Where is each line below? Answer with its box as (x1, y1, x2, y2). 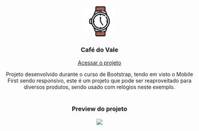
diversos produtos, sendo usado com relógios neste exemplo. (24, 84, 175, 91)
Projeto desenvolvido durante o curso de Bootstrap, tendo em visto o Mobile (5, 71, 194, 78)
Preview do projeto (71, 105, 128, 113)
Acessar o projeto (77, 59, 122, 66)
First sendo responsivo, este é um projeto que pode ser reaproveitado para (7, 77, 192, 84)
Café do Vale (80, 45, 119, 54)
